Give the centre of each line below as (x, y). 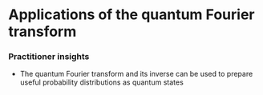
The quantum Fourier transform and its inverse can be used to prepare (136, 74)
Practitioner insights (49, 57)
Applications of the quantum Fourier (131, 15)
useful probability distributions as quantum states (102, 82)
